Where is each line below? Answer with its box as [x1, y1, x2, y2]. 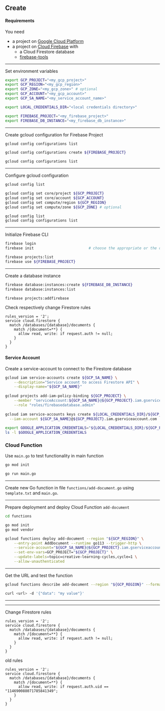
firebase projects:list [5, 255, 54, 260]
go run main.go [5, 471, 36, 477]
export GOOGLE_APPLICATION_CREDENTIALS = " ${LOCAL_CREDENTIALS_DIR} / [5, 425, 146, 430]
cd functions [5, 514, 32, 519]
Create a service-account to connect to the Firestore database [5, 365, 132, 371]
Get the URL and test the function [5, 572, 73, 578]
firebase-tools [19, 54, 48, 60]
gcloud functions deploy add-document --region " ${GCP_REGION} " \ [5, 536, 144, 541]
